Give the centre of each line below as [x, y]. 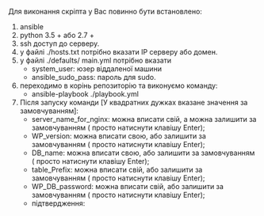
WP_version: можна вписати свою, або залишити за [119, 136]
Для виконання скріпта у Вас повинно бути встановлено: [105, 11]
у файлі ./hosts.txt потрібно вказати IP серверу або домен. [119, 52]
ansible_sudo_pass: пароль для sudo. [94, 77]
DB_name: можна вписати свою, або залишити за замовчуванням [143, 153]
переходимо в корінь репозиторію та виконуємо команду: [119, 85]
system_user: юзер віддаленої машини [97, 69]
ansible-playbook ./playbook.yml [85, 94]
